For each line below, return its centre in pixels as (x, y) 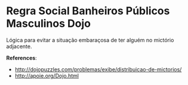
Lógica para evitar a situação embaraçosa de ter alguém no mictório (90, 40)
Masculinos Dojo (49, 23)
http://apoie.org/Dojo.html (47, 75)
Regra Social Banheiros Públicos (88, 11)
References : (21, 58)
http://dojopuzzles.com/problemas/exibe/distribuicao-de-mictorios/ (98, 69)
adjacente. (19, 46)
